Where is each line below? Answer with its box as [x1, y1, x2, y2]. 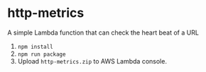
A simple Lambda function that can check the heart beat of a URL [7, 28, 199, 37]
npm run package [17, 51, 66, 58]
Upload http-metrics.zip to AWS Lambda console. [17, 56, 167, 65]
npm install [17, 43, 53, 50]
